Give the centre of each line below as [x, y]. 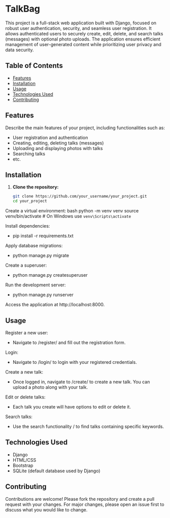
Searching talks [29, 154]
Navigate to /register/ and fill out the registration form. [69, 342]
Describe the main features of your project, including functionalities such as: [85, 128]
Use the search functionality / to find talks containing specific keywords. [88, 426]
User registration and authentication [50, 137]
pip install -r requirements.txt [43, 236]
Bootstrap [23, 465]
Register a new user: [27, 332]
